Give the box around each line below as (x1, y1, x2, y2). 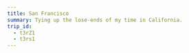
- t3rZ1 (13, 29, 36, 36)
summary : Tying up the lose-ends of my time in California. (7, 17, 184, 23)
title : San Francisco (7, 10, 69, 17)
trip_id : (7, 23, 32, 30)
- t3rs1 (13, 36, 36, 43)
